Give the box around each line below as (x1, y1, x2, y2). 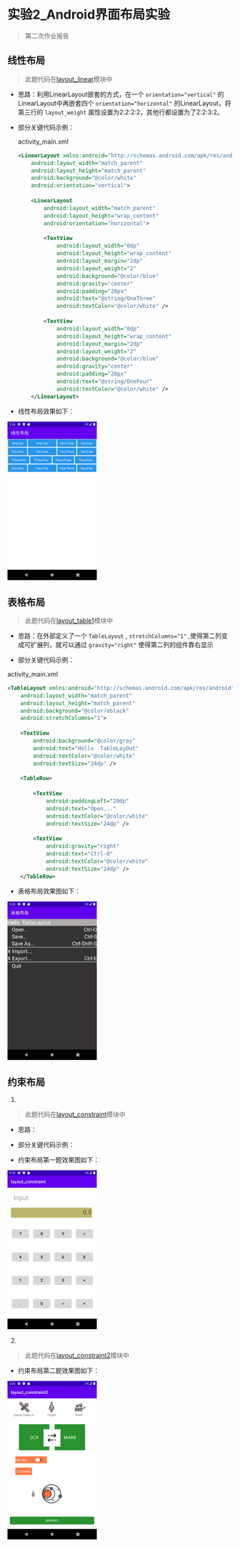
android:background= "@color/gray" (33, 737, 136, 745)
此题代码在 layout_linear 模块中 (24, 74, 113, 83)
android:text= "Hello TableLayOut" (33, 744, 139, 752)
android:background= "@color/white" (31, 174, 137, 182)
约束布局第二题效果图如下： (17, 1366, 100, 1375)
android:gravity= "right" (45, 843, 120, 850)
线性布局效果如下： (17, 406, 75, 415)
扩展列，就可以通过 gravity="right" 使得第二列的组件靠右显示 (30, 640, 214, 649)
